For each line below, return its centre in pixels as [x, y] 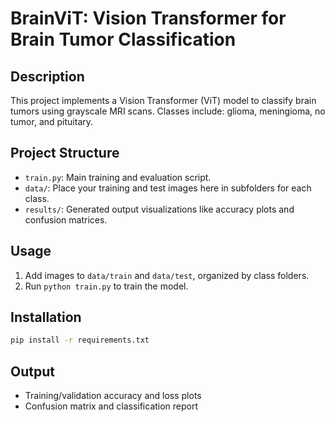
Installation [46, 317]
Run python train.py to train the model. [106, 286]
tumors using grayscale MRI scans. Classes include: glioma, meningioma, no [168, 111]
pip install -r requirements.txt [80, 340]
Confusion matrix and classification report [111, 406]
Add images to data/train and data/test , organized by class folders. [167, 275]
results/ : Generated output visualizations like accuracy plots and [159, 209]
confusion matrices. [66, 219]
